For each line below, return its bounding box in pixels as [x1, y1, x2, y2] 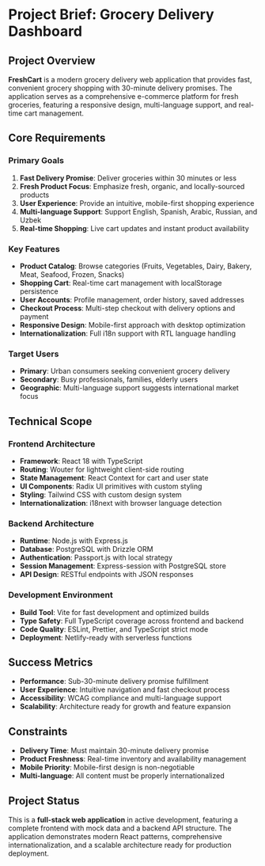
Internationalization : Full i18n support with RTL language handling [19, 329, 236, 338]
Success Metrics [8, 655, 93, 669]
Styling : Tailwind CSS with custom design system [19, 489, 182, 499]
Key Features [8, 243, 61, 254]
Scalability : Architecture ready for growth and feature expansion [19, 702, 231, 712]
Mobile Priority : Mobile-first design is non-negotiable [19, 762, 195, 773]
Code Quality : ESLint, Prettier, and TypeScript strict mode [19, 624, 209, 634]
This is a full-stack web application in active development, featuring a [8, 815, 239, 824]
